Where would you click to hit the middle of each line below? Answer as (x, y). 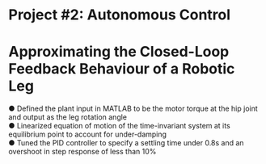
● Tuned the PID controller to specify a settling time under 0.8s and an (126, 143)
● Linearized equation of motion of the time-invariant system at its (119, 126)
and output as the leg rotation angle (68, 117)
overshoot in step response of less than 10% (82, 152)
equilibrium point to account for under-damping (88, 134)
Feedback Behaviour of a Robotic (122, 69)
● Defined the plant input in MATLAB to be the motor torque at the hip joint (133, 109)
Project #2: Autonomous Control (120, 15)
